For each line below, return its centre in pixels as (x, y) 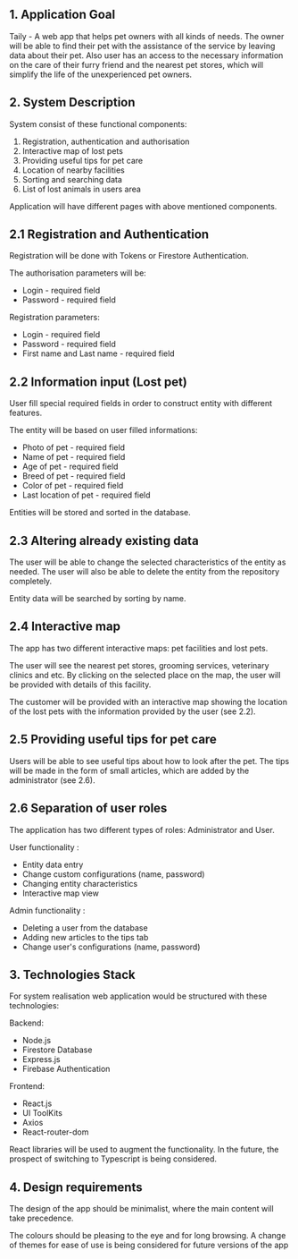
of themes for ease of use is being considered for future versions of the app (149, 1245)
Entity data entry (53, 864)
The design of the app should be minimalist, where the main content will (141, 1209)
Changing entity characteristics (80, 883)
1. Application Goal (62, 15)
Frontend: (27, 1086)
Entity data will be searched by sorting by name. (98, 599)
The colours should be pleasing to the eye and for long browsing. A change (148, 1236)
